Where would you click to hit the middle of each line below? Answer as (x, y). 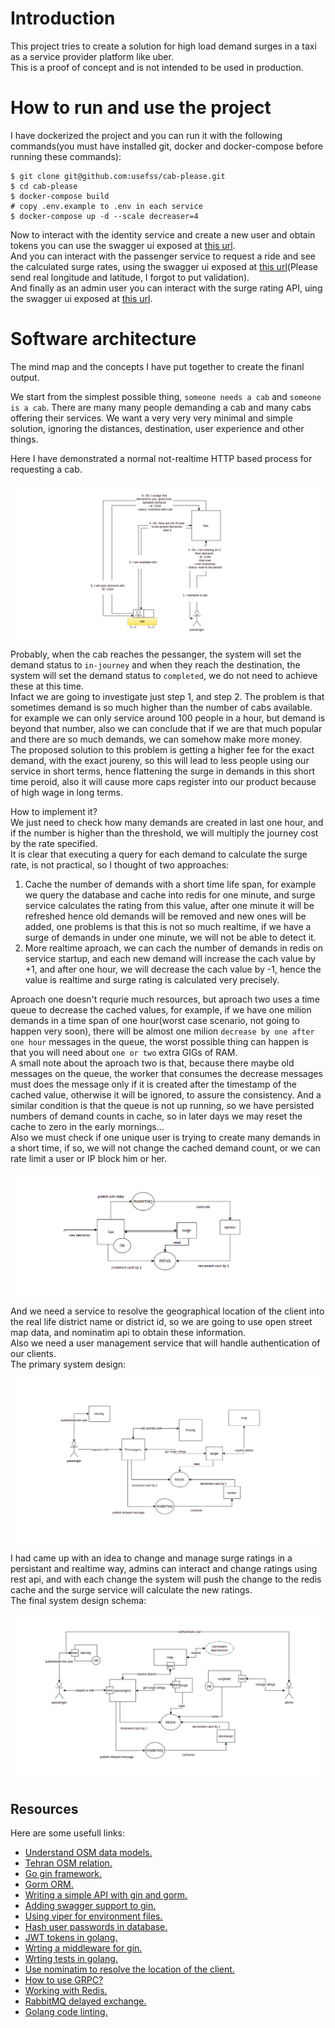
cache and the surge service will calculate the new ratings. (131, 1589)
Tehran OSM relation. (68, 1863)
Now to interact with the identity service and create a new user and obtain (163, 234)
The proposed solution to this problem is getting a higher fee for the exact (162, 749)
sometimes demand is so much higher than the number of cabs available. (161, 707)
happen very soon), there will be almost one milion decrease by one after (162, 1031)
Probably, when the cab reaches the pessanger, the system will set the (156, 654)
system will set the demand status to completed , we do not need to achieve (164, 675)
